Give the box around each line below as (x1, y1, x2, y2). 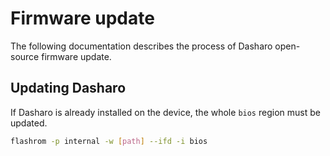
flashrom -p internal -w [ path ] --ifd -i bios (10, 136, 208, 146)
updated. (10, 117, 48, 129)
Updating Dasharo (10, 80, 127, 97)
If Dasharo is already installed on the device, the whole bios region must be (10, 106, 321, 118)
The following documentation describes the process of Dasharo (10, 40, 273, 52)
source (10, 50, 40, 62)
